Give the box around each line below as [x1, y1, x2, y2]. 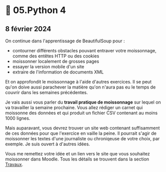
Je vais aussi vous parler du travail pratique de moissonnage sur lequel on [5, 99, 161, 105]
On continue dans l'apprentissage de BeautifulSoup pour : [5, 38, 125, 44]
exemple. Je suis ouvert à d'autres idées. [5, 141, 90, 147]
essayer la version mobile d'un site [12, 64, 84, 69]
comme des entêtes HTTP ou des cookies [12, 53, 99, 59]
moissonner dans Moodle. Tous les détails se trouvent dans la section [5, 156, 149, 162]
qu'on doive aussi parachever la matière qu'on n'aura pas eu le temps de [5, 84, 156, 90]
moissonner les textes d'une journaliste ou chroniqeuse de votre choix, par [5, 136, 160, 141]
